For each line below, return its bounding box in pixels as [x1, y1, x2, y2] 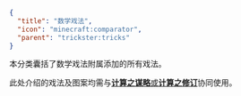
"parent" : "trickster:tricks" [17, 33, 130, 42]
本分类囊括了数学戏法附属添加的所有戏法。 [9, 59, 167, 69]
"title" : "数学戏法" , [17, 16, 92, 26]
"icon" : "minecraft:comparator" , [17, 25, 142, 34]
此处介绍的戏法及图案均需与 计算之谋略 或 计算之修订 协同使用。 [9, 77, 237, 88]
